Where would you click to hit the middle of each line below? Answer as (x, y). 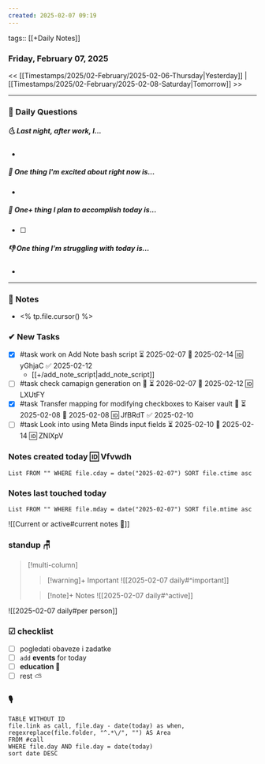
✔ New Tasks (34, 336)
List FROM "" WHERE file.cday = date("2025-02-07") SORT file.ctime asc (130, 473)
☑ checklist (31, 631)
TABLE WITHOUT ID (37, 719)
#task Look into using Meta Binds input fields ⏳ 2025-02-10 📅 (120, 425)
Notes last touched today (58, 492)
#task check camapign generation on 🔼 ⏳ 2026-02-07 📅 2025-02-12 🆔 (136, 384)
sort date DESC (33, 753)
